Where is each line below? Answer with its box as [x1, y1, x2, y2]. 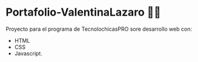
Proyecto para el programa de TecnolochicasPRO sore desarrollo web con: [5, 25, 192, 33]
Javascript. [14, 49, 43, 57]
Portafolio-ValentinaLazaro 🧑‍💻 [5, 5, 161, 19]
